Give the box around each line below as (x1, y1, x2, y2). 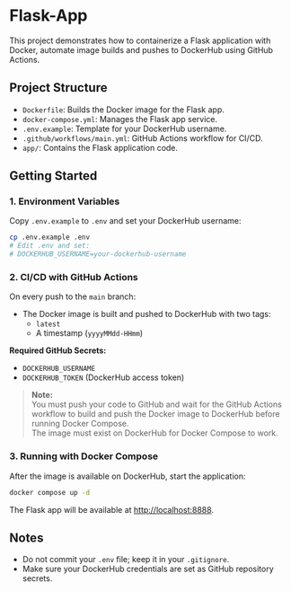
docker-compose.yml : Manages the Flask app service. (22, 113, 218, 124)
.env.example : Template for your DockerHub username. (22, 123, 227, 134)
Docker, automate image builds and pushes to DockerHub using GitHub (9, 44, 274, 55)
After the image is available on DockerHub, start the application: (9, 471, 246, 481)
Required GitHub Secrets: (9, 345, 107, 356)
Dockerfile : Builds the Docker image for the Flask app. (22, 104, 225, 115)
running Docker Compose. (31, 419, 129, 429)
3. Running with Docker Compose (9, 450, 159, 463)
